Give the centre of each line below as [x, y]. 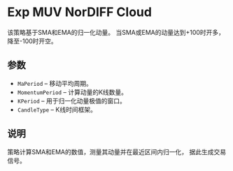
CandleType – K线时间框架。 [57, 110]
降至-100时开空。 [32, 41]
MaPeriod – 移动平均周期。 [55, 83]
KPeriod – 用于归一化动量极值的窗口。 [71, 101]
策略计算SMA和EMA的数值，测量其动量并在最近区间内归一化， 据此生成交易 [116, 151]
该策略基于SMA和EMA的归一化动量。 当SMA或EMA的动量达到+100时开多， [116, 32]
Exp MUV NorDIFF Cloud [80, 12]
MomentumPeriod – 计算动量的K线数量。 [72, 92]
